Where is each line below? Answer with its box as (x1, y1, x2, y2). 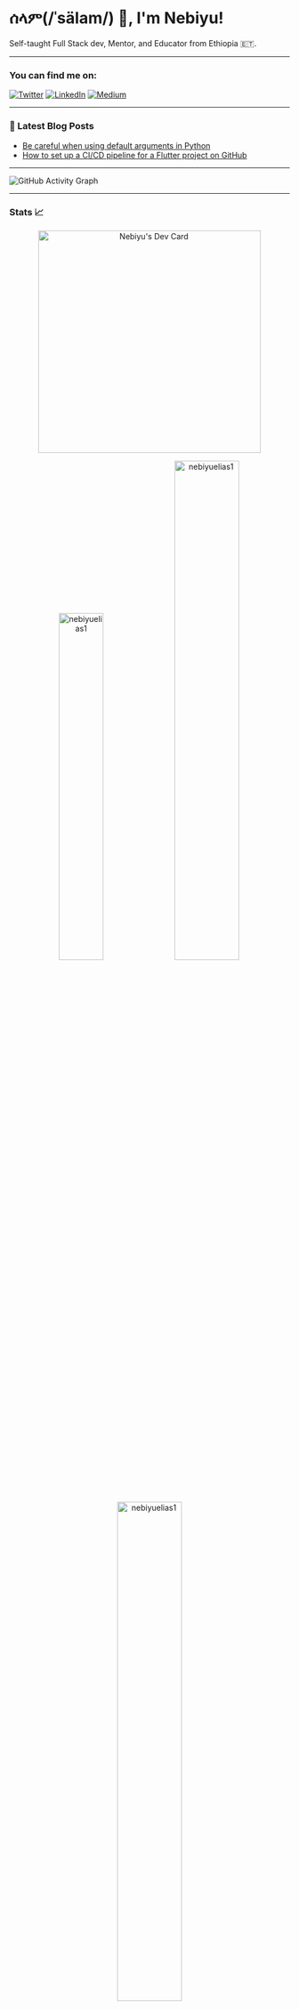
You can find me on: (9, 69, 98, 81)
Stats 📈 (9, 206, 44, 219)
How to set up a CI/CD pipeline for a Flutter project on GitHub (21, 149, 247, 160)
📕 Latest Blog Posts (9, 120, 95, 133)
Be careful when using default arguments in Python (21, 140, 211, 150)
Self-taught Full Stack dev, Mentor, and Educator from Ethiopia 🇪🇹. (9, 37, 257, 48)
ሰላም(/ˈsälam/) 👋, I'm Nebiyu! (9, 8, 224, 28)
